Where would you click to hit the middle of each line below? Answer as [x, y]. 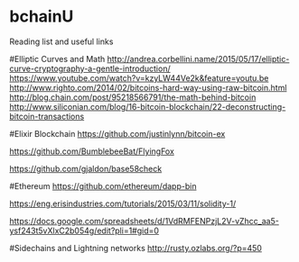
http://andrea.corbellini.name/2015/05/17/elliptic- [198, 59]
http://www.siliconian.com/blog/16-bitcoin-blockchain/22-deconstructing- [148, 106]
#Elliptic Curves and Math [57, 59]
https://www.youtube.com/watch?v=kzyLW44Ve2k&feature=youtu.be [139, 77]
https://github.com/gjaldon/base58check [86, 168]
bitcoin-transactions [47, 116]
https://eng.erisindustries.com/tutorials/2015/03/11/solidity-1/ [123, 203]
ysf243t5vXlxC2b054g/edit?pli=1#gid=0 [84, 230]
